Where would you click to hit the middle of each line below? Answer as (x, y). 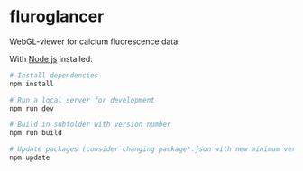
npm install (32, 84)
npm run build (36, 133)
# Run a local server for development (82, 100)
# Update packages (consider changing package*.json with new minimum (145, 149)
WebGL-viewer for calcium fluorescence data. (95, 41)
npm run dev (32, 108)
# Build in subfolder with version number (90, 125)
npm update (30, 158)
